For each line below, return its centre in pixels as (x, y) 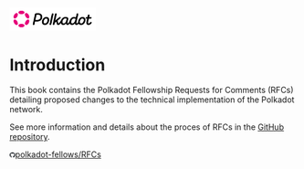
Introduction (58, 64)
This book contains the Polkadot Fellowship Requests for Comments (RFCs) (152, 90)
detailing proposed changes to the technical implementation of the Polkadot (152, 100)
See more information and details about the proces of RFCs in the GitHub (147, 127)
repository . (30, 137)
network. (26, 110)
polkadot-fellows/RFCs (58, 154)
